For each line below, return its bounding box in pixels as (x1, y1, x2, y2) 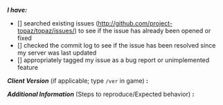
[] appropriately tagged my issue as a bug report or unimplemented (17, 56, 210, 64)
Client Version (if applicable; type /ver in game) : (7, 77, 149, 85)
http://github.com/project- (98, 19, 173, 27)
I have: (7, 6, 28, 14)
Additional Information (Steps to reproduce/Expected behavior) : (7, 90, 195, 98)
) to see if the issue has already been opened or (74, 27, 211, 35)
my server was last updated (17, 48, 97, 57)
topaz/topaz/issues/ (17, 27, 75, 35)
